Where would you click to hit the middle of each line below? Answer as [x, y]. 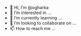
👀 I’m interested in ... [30, 13]
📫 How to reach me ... [32, 28]
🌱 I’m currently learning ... [36, 18]
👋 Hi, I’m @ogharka [29, 8]
